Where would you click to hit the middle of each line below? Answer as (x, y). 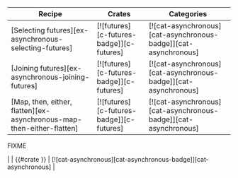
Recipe (50, 14)
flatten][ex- (31, 111)
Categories (188, 14)
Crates (119, 14)
